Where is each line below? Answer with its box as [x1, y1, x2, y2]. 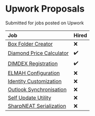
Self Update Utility [8, 94, 52, 101]
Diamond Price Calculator [8, 50, 69, 57]
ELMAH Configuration [8, 69, 60, 76]
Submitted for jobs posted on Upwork [5, 20, 84, 26]
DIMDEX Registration [8, 60, 58, 67]
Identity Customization [8, 78, 62, 85]
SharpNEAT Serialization [8, 102, 67, 109]
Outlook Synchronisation [8, 86, 67, 93]
